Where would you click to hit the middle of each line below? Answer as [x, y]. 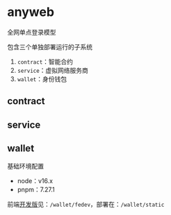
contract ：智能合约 [45, 61]
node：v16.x [35, 180]
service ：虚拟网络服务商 [52, 70]
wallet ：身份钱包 [42, 79]
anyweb [31, 12]
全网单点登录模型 [32, 32]
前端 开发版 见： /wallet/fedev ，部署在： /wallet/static [86, 204]
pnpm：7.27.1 [36, 189]
